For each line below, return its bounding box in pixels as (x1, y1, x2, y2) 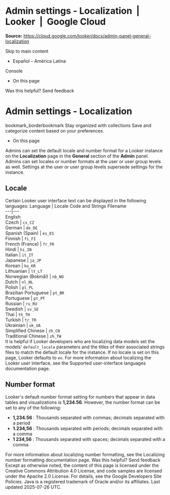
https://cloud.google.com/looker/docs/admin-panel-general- (23, 33, 151, 39)
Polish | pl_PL (5, 284, 34, 290)
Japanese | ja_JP (5, 257, 42, 263)
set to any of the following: (5, 404, 61, 410)
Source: (5, 33, 23, 39)
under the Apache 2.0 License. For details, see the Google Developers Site (5, 473, 162, 479)
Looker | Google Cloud (5, 16, 106, 28)
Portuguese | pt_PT (5, 295, 45, 301)
